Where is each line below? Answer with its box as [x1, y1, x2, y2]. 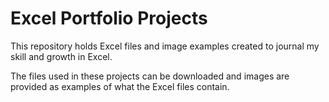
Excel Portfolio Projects [10, 7, 208, 30]
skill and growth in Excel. [10, 50, 113, 62]
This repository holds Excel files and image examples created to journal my [10, 40, 320, 52]
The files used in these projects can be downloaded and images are [10, 70, 290, 82]
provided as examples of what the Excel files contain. [10, 80, 230, 92]
